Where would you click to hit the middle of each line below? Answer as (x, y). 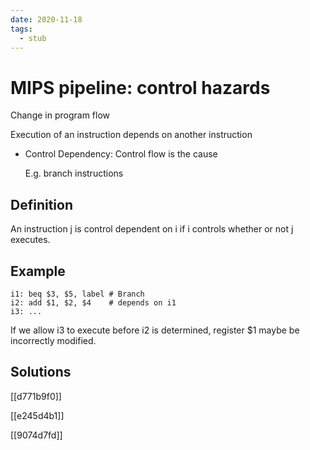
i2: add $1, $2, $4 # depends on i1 (93, 302)
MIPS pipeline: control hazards (140, 87)
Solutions (41, 372)
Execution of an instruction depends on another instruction (131, 135)
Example (38, 271)
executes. (30, 240)
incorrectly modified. (53, 340)
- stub (33, 38)
